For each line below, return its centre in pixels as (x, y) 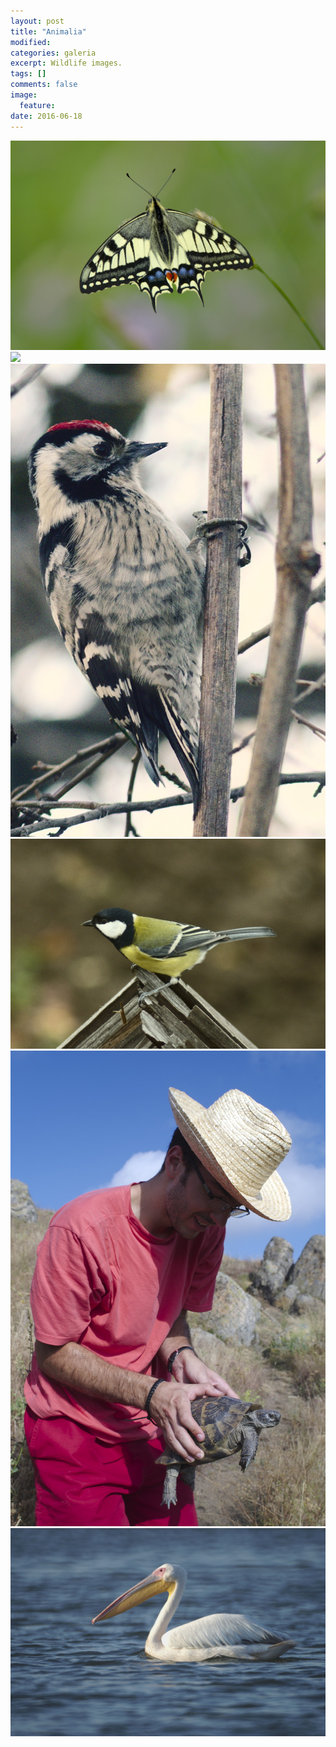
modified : (31, 42)
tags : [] (28, 74)
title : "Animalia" (48, 31)
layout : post (37, 21)
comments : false (44, 85)
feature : (37, 105)
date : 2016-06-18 (46, 116)
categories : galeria (53, 53)
